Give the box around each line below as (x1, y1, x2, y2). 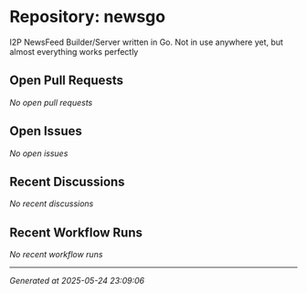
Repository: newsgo (9, 6, 166, 27)
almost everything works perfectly (9, 46, 139, 57)
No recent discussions (9, 198, 94, 209)
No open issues (9, 148, 69, 159)
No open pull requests (9, 97, 93, 108)
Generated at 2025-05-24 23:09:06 (9, 276, 144, 287)
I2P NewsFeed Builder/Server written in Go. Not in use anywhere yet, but (9, 37, 283, 47)
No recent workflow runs (9, 249, 103, 260)
